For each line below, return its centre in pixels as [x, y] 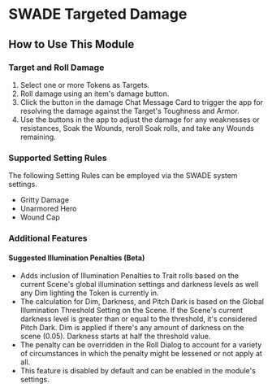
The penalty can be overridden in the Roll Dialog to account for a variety [141, 345]
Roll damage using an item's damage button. [95, 94]
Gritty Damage [45, 200]
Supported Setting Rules [58, 158]
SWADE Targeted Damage [98, 14]
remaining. [38, 137]
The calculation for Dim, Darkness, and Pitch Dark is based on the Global [142, 302]
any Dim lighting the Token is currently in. [90, 293]
